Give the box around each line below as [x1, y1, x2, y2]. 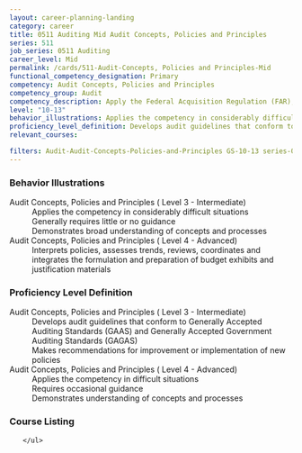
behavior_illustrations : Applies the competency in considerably [9, 113, 259, 122]
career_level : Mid [9, 55, 78, 64]
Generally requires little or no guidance [31, 216, 176, 227]
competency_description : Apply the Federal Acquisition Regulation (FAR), [9, 96, 296, 106]
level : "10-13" [9, 105, 67, 114]
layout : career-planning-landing [9, 13, 135, 23]
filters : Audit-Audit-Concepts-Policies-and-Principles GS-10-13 [9, 147, 259, 156]
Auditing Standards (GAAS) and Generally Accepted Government [31, 326, 272, 337]
